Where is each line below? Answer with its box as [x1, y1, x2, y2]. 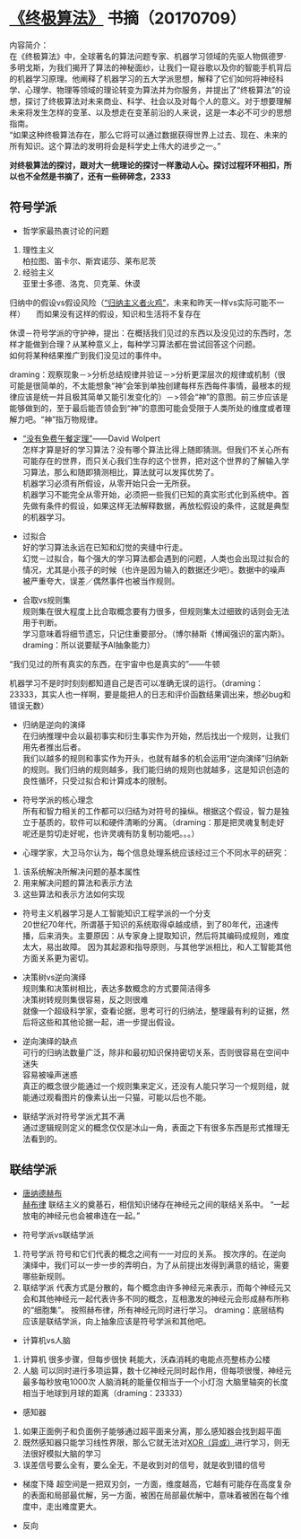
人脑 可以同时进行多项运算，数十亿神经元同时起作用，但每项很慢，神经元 [21, 1365, 292, 1376]
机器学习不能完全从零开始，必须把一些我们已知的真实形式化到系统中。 [21, 488, 282, 499]
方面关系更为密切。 [21, 953, 94, 963]
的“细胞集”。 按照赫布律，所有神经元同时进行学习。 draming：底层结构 [21, 1304, 285, 1315]
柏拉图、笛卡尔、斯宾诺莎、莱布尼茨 [21, 255, 157, 266]
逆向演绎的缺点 [21, 1035, 78, 1046]
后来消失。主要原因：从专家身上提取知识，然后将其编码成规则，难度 [38, 930, 289, 941]
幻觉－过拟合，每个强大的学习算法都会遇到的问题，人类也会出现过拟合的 [21, 553, 289, 564]
